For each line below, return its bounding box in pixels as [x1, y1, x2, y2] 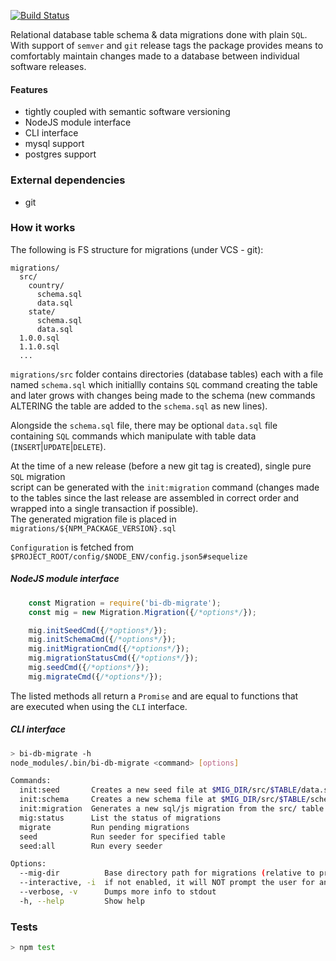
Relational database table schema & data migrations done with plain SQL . [10, 29, 308, 40]
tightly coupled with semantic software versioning [24, 106, 231, 118]
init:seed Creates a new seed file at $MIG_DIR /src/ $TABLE [19, 785, 298, 795]
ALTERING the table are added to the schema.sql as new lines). [10, 400, 268, 412]
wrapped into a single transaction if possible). [10, 502, 199, 514]
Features [10, 83, 48, 95]
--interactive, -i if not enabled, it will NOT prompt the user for [19, 878, 315, 888]
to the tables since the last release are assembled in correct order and [10, 491, 300, 504]
